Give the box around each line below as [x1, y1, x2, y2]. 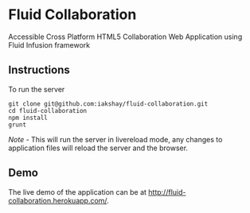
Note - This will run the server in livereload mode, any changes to [8, 134, 223, 144]
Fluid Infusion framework [8, 40, 90, 49]
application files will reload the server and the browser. [8, 143, 189, 153]
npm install [8, 114, 48, 122]
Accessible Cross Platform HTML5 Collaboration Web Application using [8, 32, 243, 41]
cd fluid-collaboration [8, 106, 88, 114]
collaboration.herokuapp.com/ [8, 196, 107, 205]
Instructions [8, 64, 70, 77]
